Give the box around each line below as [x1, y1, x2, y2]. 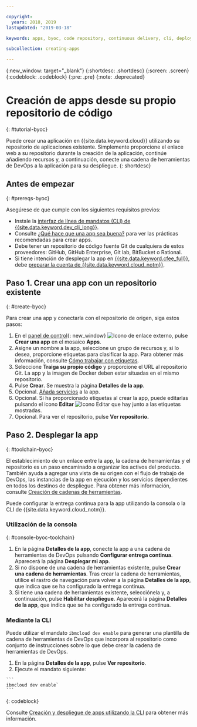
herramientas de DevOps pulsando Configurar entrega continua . [14, 551, 173, 558]
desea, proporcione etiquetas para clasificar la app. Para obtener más [14, 351, 184, 358]
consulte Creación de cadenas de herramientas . [6, 488, 123, 495]
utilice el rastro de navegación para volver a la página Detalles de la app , [14, 576, 191, 583]
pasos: [6, 321, 22, 328]
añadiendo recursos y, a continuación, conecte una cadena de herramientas [6, 156, 191, 163]
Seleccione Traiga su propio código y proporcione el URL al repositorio [14, 363, 188, 370]
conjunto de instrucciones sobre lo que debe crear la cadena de [6, 642, 161, 649]
